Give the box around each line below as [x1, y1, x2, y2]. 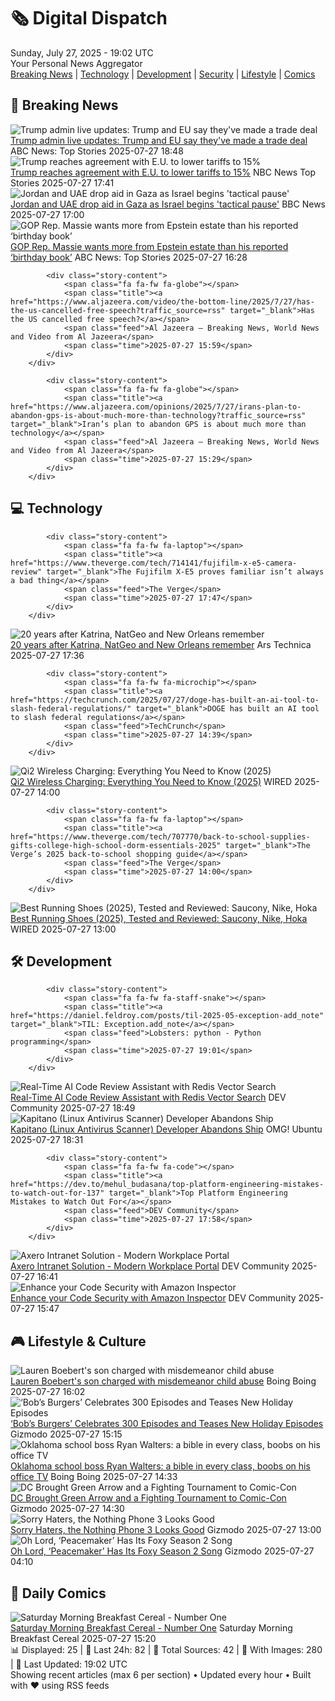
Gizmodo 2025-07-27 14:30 [10, 1503, 125, 1515]
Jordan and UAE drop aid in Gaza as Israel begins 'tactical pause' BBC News [10, 198, 326, 210]
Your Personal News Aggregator [10, 57, 143, 69]
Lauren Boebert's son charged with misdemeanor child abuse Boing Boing [10, 1375, 317, 1387]
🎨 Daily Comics [10, 1585, 107, 1602]
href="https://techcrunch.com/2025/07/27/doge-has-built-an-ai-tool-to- [10, 695, 320, 705]
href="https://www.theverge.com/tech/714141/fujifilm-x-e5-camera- [10, 558, 298, 568]
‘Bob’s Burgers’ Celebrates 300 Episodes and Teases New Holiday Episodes [10, 1418, 324, 1430]
